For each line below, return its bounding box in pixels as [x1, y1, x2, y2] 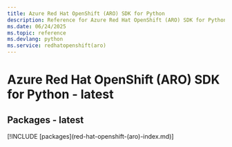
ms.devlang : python [7, 36, 64, 43]
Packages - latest [7, 114, 84, 126]
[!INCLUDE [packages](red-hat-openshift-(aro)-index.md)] [7, 133, 174, 140]
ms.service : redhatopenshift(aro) [7, 42, 107, 49]
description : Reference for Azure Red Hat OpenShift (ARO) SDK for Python [7, 17, 227, 23]
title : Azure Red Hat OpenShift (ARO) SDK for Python [7, 10, 166, 17]
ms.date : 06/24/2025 [7, 23, 67, 30]
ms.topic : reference [7, 29, 67, 37]
